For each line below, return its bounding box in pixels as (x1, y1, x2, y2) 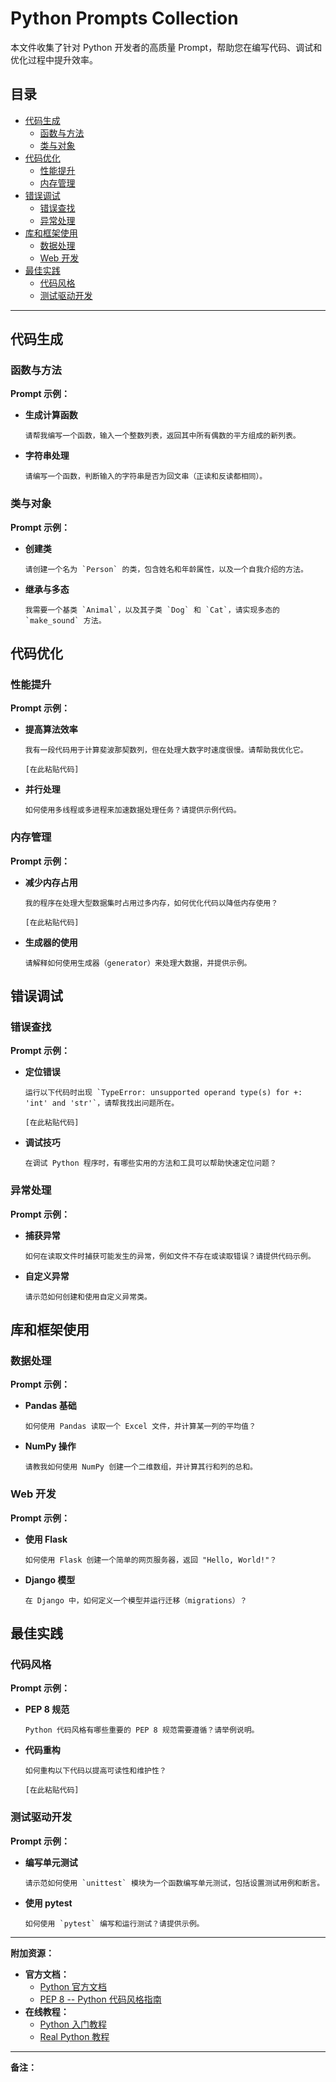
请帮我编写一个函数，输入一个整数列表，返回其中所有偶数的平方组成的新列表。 (24, 431, 301, 441)
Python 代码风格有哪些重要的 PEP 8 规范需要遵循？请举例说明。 (24, 1725, 260, 1736)
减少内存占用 (24, 876, 78, 888)
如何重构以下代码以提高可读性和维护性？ (24, 1766, 167, 1776)
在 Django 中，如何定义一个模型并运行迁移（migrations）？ (24, 1595, 248, 1606)
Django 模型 (24, 1573, 76, 1586)
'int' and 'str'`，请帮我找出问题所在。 (24, 1098, 180, 1109)
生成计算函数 (24, 409, 78, 421)
